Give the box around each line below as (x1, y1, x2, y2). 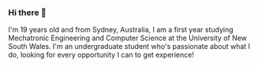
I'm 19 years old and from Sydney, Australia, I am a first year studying (8, 25, 234, 35)
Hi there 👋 (8, 7, 47, 18)
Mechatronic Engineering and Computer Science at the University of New (8, 33, 247, 43)
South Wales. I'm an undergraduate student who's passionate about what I (8, 42, 251, 51)
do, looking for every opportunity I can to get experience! (8, 50, 195, 60)
